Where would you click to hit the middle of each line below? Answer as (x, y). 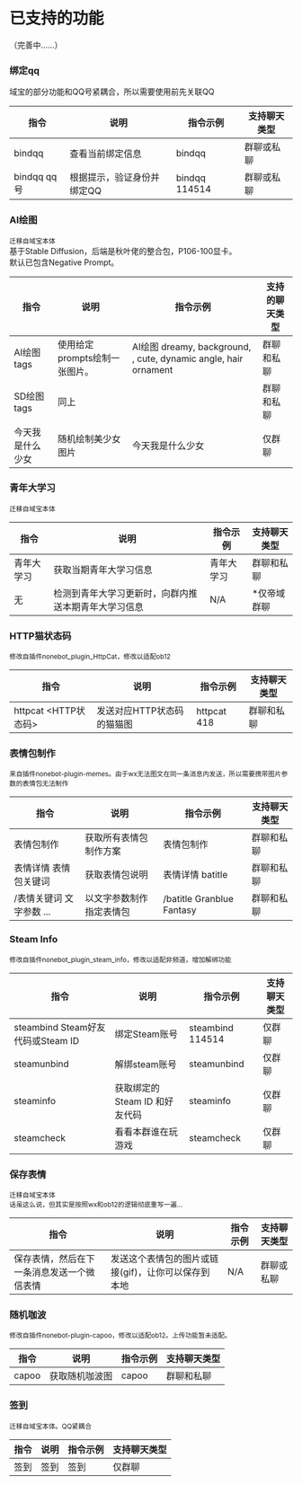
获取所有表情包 (116, 838)
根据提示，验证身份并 (115, 178)
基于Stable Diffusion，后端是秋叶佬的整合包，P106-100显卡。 (123, 251)
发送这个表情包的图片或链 (165, 1259)
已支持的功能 (57, 18)
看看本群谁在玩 (146, 1131)
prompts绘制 (84, 358)
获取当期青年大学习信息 (103, 570)
